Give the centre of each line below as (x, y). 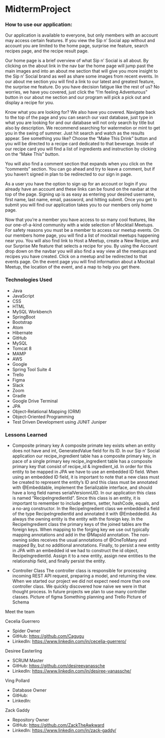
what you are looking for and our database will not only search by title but (80, 123)
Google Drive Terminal (35, 401)
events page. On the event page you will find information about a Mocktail (80, 262)
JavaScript (23, 296)
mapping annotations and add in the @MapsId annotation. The (76, 535)
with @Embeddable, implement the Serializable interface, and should (82, 487)
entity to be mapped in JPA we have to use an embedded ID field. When (85, 472)
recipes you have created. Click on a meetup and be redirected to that (76, 257)
